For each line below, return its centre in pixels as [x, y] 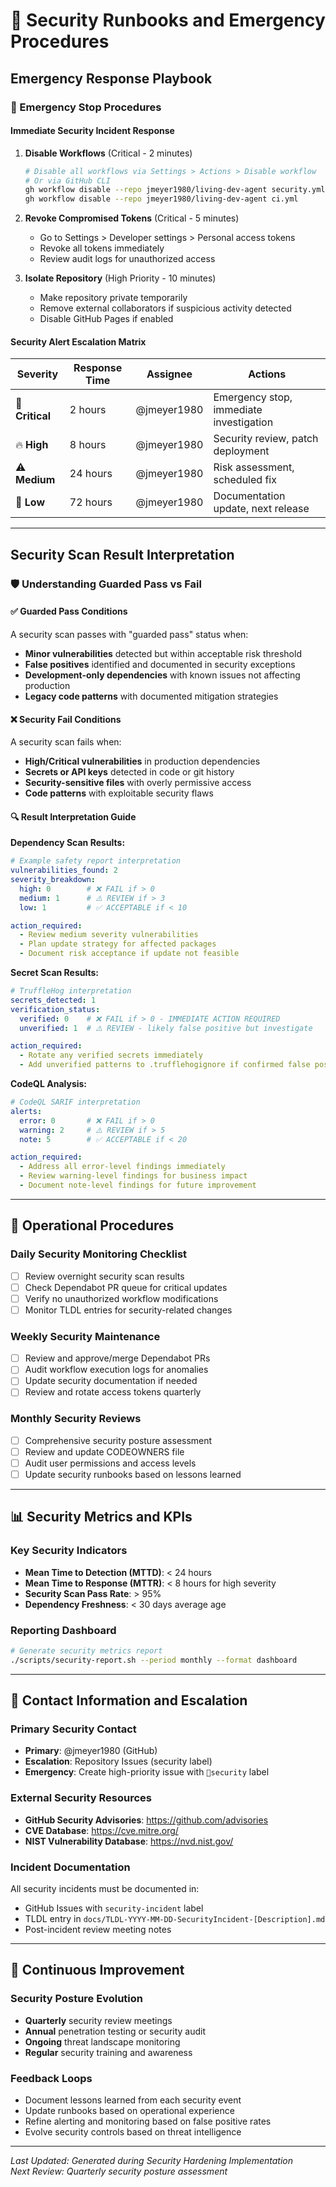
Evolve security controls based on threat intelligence [133, 2131]
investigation [243, 422]
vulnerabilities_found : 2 [64, 870]
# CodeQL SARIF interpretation [75, 1102]
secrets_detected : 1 [53, 1000]
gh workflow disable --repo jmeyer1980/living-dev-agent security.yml [175, 190]
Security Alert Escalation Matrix [78, 341]
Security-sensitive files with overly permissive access [138, 783]
